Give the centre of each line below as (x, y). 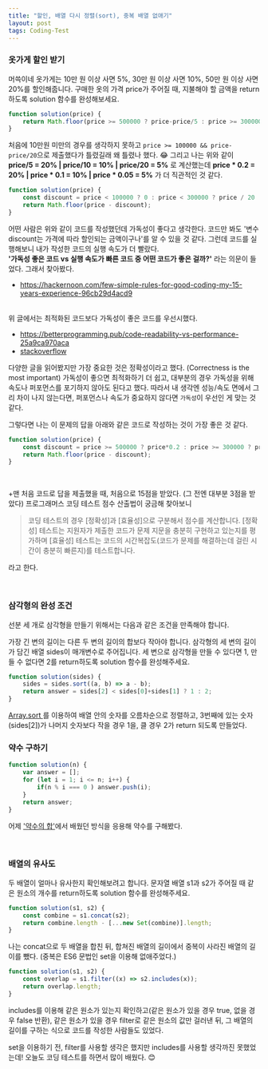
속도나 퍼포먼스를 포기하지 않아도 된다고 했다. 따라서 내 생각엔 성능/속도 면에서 (130, 387)
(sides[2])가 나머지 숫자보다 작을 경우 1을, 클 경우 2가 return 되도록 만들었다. (128, 725)
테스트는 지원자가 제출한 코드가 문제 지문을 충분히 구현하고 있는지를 (143, 531)
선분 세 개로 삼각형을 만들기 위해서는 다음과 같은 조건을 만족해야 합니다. (119, 625)
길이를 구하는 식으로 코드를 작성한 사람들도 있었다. (86, 1030)
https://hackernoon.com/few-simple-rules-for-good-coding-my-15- (131, 284)
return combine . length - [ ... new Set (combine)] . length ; (118, 923)
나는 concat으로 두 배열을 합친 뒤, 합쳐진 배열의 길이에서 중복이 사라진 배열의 (128, 947)
